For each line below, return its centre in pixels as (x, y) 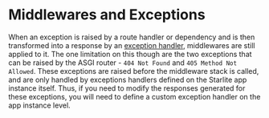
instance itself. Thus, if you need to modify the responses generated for (127, 88)
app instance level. (39, 105)
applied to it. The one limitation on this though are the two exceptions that (130, 54)
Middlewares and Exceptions (107, 15)
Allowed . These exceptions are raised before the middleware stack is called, (134, 71)
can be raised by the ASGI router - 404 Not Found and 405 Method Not (123, 63)
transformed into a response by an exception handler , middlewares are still (132, 45)
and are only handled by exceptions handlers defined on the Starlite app (128, 79)
